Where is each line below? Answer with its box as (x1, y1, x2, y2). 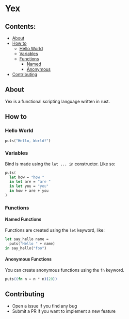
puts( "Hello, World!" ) (5, 138, 51, 143)
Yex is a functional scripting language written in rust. (5, 98, 110, 104)
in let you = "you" (9, 184, 49, 189)
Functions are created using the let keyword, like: (5, 227, 105, 233)
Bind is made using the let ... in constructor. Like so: (5, 161, 115, 167)
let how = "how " (9, 175, 45, 180)
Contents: (5, 22, 36, 31)
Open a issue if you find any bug (12, 303, 78, 309)
